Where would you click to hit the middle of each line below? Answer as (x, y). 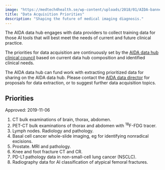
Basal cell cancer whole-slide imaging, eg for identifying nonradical (80, 136)
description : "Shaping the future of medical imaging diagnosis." (74, 19)
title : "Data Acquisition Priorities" (45, 14)
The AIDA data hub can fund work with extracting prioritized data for (74, 73)
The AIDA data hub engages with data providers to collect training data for (80, 33)
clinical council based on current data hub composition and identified (75, 58)
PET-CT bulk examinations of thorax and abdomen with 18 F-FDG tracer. (84, 125)
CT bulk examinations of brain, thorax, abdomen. (62, 120)
